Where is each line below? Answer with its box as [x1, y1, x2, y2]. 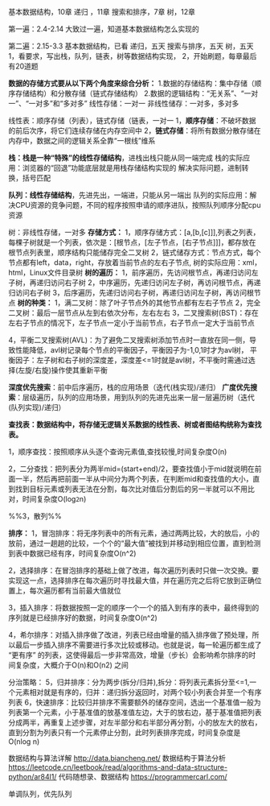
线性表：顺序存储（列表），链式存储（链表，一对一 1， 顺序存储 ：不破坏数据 [8, 116, 256, 125]
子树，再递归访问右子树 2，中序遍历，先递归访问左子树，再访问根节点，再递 [8, 278, 261, 287]
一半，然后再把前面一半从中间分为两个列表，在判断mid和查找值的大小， [14, 474, 253, 483]
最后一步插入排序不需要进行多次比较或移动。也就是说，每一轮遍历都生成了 [14, 640, 262, 650]
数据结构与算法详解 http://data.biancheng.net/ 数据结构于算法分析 [8, 754, 227, 763]
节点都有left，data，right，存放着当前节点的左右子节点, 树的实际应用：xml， [8, 258, 262, 267]
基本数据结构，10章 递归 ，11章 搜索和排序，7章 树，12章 [8, 7, 195, 16]
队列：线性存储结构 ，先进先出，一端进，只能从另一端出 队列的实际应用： [8, 190, 250, 200]
